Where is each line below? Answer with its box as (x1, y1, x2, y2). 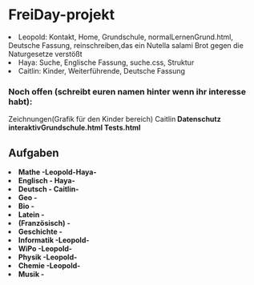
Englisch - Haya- (18, 176, 75, 186)
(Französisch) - (18, 219, 71, 228)
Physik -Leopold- (18, 252, 78, 262)
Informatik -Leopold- (18, 235, 90, 245)
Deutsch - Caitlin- (18, 184, 79, 194)
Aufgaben (8, 146, 59, 159)
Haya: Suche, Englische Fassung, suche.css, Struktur (18, 58, 195, 67)
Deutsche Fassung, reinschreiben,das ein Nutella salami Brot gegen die (8, 40, 244, 50)
